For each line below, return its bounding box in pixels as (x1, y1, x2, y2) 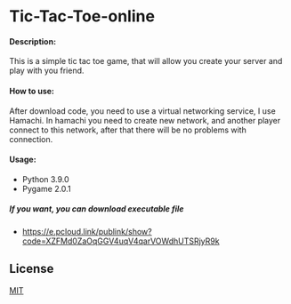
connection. (9, 133, 53, 144)
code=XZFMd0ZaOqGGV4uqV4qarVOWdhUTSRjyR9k (21, 236, 220, 246)
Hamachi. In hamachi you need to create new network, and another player (9, 115, 281, 125)
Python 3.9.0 (21, 173, 69, 184)
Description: (9, 36, 56, 46)
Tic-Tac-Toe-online (9, 6, 156, 27)
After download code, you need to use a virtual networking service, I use (9, 105, 276, 116)
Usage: (9, 154, 37, 165)
